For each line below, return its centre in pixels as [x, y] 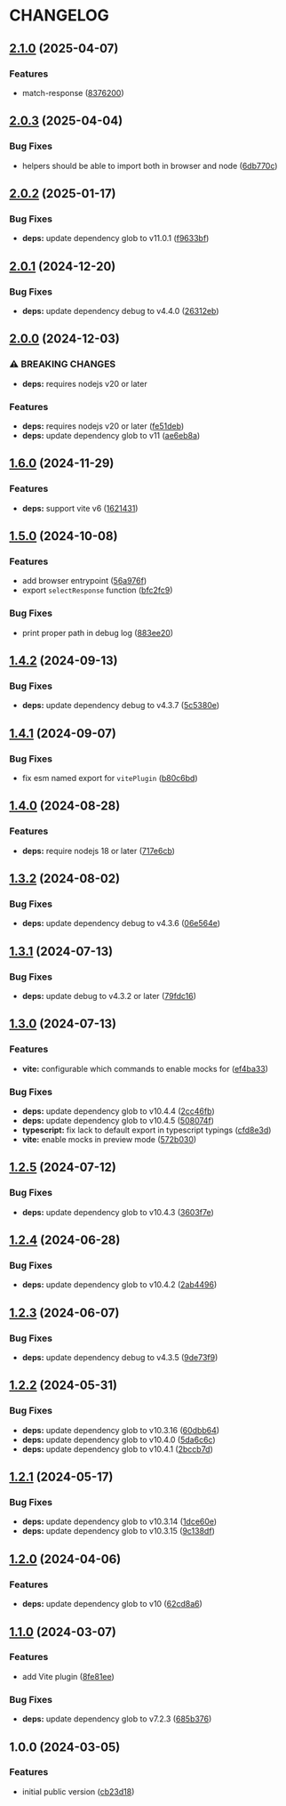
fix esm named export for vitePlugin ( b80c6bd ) [110, 778]
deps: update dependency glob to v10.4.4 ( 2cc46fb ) [118, 1111]
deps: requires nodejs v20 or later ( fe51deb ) [103, 426]
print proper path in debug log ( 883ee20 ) [98, 633]
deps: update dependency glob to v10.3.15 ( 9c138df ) [118, 1531]
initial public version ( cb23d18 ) [78, 1791]
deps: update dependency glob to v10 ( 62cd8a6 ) [112, 1604]
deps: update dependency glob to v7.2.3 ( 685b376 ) [117, 1719]
